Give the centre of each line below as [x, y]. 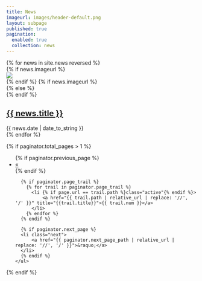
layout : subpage [27, 23]
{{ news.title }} [35, 113]
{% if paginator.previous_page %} [57, 158]
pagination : [21, 34]
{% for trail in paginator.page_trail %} [79, 187]
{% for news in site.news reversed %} [53, 63]
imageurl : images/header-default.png [54, 18]
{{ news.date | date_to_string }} [45, 128]
